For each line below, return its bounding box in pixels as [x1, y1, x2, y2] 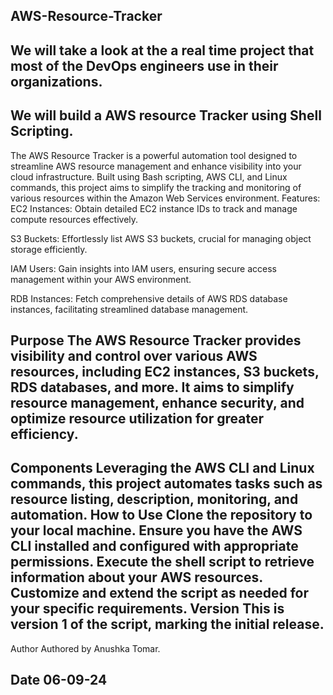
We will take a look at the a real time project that [10, 42, 315, 59]
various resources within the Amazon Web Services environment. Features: [10, 192, 321, 204]
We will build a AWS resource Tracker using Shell [10, 107, 322, 124]
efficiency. [10, 425, 79, 443]
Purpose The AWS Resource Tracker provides [10, 332, 302, 349]
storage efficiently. [10, 243, 88, 255]
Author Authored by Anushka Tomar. [10, 642, 161, 654]
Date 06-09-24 [10, 672, 108, 689]
